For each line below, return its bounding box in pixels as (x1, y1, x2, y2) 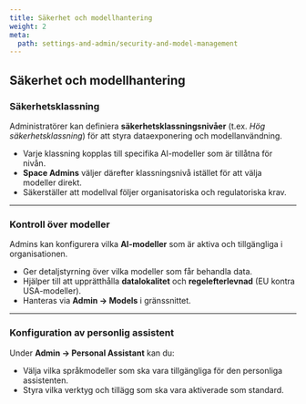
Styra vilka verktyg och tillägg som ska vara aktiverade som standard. (22, 384, 284, 395)
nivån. (22, 157, 46, 169)
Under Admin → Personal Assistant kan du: (9, 347, 175, 358)
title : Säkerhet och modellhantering (9, 13, 153, 23)
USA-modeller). (22, 285, 82, 296)
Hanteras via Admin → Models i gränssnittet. (22, 295, 191, 306)
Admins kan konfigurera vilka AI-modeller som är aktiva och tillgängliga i (9, 239, 283, 250)
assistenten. (22, 375, 69, 386)
